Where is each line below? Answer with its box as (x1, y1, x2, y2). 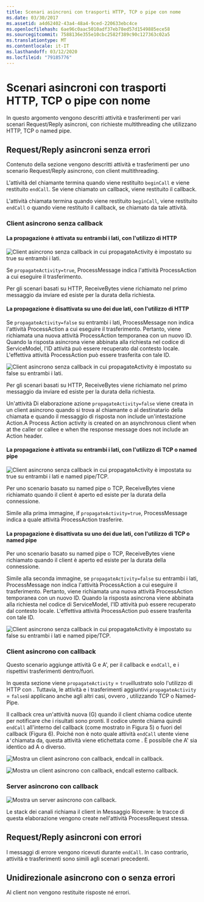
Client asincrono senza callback (6, 219, 104, 228)
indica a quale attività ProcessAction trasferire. (6, 516, 124, 523)
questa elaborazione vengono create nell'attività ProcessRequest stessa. (6, 814, 189, 822)
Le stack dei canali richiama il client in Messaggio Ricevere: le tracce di (6, 808, 185, 815)
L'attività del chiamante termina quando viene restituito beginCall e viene (6, 179, 190, 186)
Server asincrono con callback (6, 782, 99, 791)
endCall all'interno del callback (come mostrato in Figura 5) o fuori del (6, 724, 182, 731)
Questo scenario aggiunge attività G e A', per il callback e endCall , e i (6, 661, 180, 669)
